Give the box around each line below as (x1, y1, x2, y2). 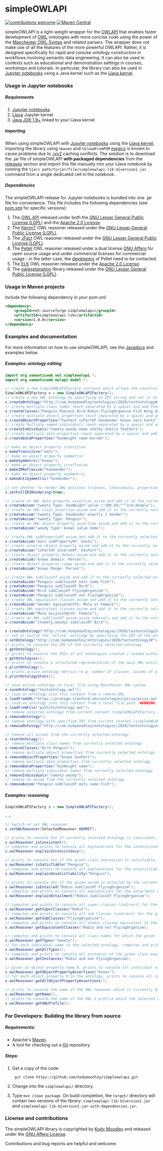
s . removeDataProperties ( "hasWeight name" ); (5, 764, 95, 769)
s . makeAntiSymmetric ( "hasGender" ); (5, 476, 77, 481)
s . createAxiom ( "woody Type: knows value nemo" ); (5, 526, 105, 531)
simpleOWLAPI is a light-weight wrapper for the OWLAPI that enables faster (5, 29, 157, 34)
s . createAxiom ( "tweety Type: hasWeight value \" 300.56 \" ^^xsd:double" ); (5, 503, 155, 508)
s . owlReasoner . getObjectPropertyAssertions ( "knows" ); (5, 969, 116, 975)
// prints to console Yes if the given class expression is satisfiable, (5, 858, 158, 863)
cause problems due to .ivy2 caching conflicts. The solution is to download (5, 151, 155, 156)
